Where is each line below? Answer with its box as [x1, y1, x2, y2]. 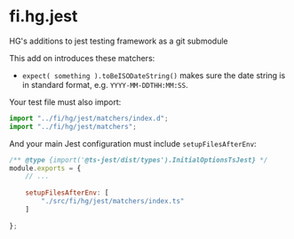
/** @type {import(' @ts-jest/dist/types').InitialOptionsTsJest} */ [9, 155, 268, 164]
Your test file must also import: [9, 96, 122, 108]
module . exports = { [9, 163, 82, 172]
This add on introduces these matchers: [9, 52, 155, 63]
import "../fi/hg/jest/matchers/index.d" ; [9, 114, 169, 123]
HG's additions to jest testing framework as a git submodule [9, 36, 228, 46]
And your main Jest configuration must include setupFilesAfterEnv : [9, 138, 257, 148]
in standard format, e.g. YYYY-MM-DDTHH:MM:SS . [21, 79, 188, 90]
